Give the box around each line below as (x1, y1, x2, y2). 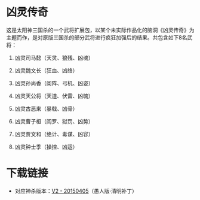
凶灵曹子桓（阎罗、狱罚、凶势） (14, 117, 94, 125)
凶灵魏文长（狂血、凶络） (14, 66, 78, 74)
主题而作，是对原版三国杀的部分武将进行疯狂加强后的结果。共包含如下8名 (6, 34, 187, 41)
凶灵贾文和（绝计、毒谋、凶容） (14, 130, 94, 138)
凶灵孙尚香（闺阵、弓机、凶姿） (14, 79, 94, 87)
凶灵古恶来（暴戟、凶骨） (14, 105, 78, 112)
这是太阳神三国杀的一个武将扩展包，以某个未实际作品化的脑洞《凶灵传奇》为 (6, 26, 195, 34)
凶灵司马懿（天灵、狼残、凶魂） (14, 54, 94, 61)
